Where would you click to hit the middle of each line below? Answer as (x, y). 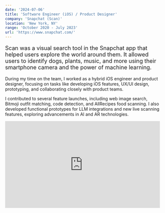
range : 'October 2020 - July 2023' (41, 28)
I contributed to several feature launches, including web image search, (76, 99)
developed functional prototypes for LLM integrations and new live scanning (82, 109)
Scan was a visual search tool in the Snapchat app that (76, 48)
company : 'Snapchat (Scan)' (34, 19)
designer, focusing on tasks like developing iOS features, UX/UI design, (77, 84)
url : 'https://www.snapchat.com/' (41, 32)
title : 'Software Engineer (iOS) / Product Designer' (61, 14)
